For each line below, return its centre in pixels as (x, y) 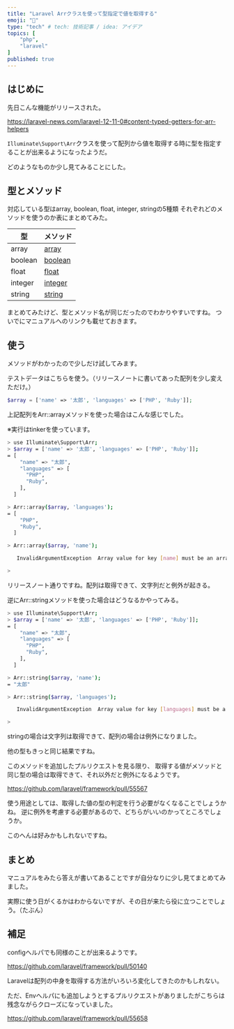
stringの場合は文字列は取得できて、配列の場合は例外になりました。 (104, 736)
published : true (31, 59)
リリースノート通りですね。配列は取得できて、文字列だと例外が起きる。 (111, 585)
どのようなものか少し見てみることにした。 (68, 167)
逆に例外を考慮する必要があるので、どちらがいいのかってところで (115, 812)
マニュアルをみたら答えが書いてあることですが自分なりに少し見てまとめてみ (117, 878)
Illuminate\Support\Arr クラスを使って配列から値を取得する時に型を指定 (111, 143)
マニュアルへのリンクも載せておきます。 (83, 321)
